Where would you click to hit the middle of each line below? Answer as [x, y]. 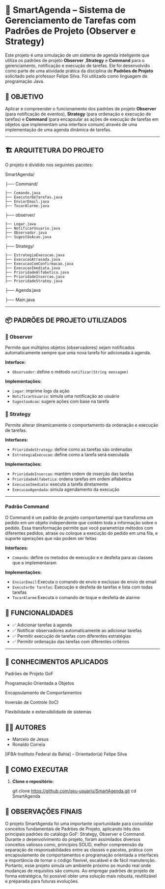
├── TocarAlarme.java [27, 206]
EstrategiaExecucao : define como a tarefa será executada [70, 454]
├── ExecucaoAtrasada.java [33, 259]
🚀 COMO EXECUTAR [37, 769]
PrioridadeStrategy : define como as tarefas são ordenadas [72, 449]
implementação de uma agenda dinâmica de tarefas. [58, 130]
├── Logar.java [21, 224]
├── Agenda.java [23, 290]
